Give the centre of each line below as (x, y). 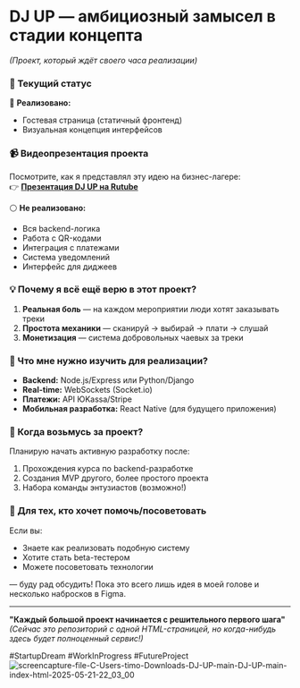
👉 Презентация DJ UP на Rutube (74, 186)
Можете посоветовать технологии (87, 566)
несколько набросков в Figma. (68, 593)
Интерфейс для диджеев (70, 267)
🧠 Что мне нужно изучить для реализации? (108, 361)
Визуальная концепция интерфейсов (92, 130)
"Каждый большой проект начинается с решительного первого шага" (147, 619)
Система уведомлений (66, 257)
